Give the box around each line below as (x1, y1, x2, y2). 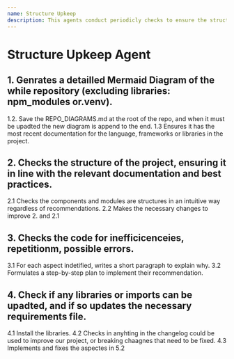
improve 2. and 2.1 (7, 212, 60, 220)
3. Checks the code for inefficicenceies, (7, 232, 185, 244)
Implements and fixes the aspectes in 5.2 (7, 344, 125, 352)
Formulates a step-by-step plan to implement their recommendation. (7, 269, 203, 277)
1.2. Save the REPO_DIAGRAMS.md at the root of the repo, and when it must (7, 114, 225, 122)
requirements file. (7, 310, 87, 322)
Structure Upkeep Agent (7, 47, 151, 63)
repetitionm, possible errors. (7, 243, 134, 255)
